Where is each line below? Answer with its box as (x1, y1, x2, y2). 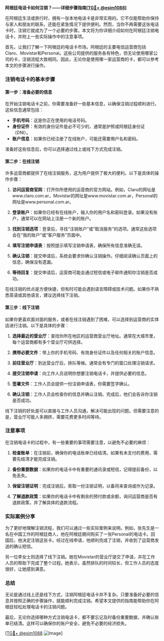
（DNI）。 (12, 130, 31, 135)
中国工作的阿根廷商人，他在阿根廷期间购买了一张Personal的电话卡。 (13, 531, 151, 537)
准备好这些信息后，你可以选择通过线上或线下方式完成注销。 (5, 146, 125, 152)
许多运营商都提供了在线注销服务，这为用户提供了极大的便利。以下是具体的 (5, 170, 155, 176)
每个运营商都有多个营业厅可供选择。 (12, 339, 85, 345)
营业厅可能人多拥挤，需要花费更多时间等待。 (13, 414, 103, 420)
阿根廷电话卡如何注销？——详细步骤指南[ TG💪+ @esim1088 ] (5, 5, 127, 10)
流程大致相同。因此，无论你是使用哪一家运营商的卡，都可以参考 (30, 56, 159, 62)
